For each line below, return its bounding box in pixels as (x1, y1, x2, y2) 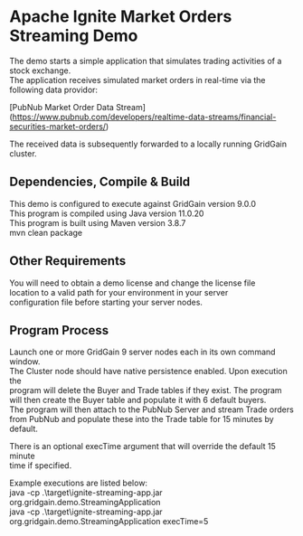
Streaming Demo (9, 25, 138, 46)
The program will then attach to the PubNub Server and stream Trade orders (9, 404, 294, 415)
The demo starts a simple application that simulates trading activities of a (9, 55, 282, 66)
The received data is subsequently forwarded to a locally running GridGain (9, 138, 288, 149)
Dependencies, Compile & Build (9, 174, 191, 190)
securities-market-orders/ (9, 120, 107, 132)
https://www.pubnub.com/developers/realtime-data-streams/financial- (12, 111, 277, 122)
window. (9, 356, 41, 367)
